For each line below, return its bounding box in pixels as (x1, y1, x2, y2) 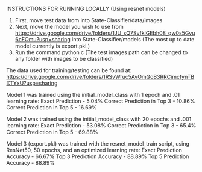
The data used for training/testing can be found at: (6, 67, 132, 74)
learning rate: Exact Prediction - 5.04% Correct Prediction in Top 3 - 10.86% (6, 97, 195, 105)
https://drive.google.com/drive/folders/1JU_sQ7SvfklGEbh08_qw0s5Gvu (14, 29, 195, 37)
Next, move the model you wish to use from (14, 23, 124, 30)
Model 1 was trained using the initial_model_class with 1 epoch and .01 (6, 91, 180, 98)
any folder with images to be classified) (14, 55, 113, 62)
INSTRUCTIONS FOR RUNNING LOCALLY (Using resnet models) (6, 5, 166, 12)
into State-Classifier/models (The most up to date (71, 36, 195, 43)
